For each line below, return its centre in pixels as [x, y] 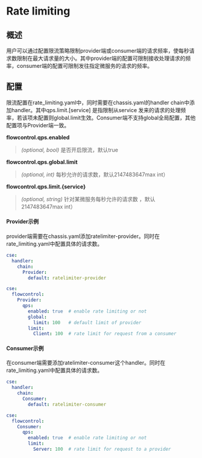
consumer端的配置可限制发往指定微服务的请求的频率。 [85, 66]
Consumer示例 [25, 348]
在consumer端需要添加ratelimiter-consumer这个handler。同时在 [86, 363]
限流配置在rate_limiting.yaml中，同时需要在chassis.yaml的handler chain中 [98, 102]
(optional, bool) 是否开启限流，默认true [70, 150]
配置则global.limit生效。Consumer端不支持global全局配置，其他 [117, 118]
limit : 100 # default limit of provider [87, 322]
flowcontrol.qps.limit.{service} [46, 187]
